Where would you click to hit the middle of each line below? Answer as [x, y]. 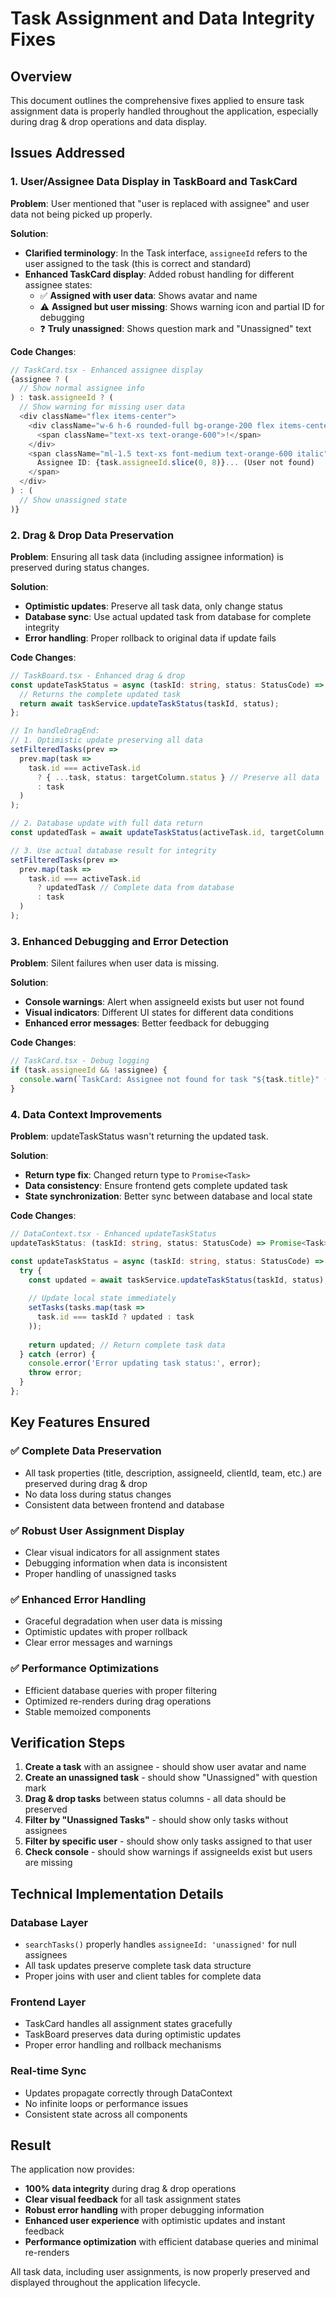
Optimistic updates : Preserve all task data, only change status [153, 606]
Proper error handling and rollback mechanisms [123, 2045]
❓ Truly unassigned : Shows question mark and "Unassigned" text [175, 328]
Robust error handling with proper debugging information [144, 2210]
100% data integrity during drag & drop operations [130, 2189]
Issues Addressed [68, 153]
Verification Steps [68, 1742]
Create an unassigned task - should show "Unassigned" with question [171, 1778]
